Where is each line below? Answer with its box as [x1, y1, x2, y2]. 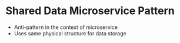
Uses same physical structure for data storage [14, 29, 127, 37]
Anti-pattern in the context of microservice [14, 24, 118, 31]
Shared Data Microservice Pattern [5, 4, 175, 18]
